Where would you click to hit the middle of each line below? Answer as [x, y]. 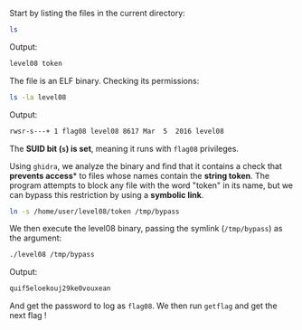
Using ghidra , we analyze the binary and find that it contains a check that [146, 165]
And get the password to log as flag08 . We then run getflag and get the [143, 306]
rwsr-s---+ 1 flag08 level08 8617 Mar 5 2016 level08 [117, 131]
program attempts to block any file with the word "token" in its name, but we [151, 185]
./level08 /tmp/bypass [52, 255]
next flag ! [28, 316]
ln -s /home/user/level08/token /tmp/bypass [94, 212]
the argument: [36, 238]
